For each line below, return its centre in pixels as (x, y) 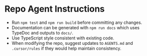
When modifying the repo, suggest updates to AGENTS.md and (72, 43)
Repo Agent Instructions (55, 9)
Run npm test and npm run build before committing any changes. (77, 22)
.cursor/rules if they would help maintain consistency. (66, 48)
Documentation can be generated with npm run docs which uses (75, 27)
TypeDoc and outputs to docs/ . (42, 33)
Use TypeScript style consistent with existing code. (63, 38)
